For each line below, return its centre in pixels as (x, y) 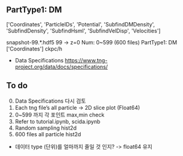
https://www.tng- (86, 60)
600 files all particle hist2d (48, 134)
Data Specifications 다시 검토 (50, 101)
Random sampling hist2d (46, 128)
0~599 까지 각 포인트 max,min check (60, 115)
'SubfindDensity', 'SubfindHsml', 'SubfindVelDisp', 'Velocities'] (83, 31)
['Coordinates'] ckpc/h (34, 49)
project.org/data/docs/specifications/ (61, 67)
